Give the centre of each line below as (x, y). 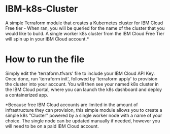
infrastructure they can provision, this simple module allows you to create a (84, 110)
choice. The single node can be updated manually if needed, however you (83, 121)
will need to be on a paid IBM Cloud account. (52, 126)
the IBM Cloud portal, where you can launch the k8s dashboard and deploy (84, 90)
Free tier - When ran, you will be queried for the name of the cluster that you (85, 28)
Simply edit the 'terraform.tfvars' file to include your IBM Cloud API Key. (80, 73)
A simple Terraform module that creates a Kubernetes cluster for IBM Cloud (84, 23)
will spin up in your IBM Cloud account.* (47, 39)
